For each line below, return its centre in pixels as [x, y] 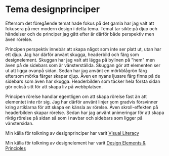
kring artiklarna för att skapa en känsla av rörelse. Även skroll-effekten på [82, 107]
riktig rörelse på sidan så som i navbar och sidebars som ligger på [74, 118]
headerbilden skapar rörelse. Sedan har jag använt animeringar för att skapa [85, 113]
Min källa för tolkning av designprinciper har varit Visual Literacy [72, 133]
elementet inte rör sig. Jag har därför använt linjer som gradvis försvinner [81, 101]
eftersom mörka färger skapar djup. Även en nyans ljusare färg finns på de [83, 76]
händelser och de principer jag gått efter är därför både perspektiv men [80, 34]
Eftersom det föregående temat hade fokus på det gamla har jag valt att [80, 23]
